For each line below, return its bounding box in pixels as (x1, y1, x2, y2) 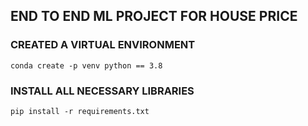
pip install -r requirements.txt (10, 106, 150, 116)
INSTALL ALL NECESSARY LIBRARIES (10, 84, 195, 98)
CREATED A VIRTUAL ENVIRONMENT (10, 38, 196, 52)
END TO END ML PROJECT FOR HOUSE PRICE (10, 8, 298, 25)
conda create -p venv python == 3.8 (10, 60, 163, 71)
